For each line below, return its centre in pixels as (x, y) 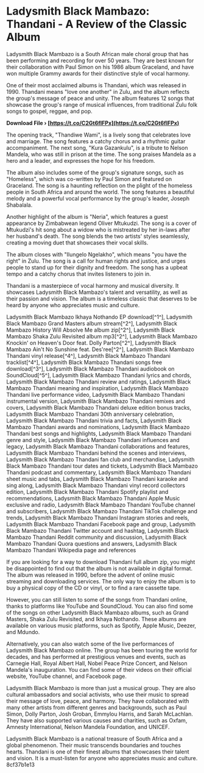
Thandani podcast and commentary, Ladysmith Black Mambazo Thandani (99, 472)
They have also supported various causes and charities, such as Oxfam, (97, 720)
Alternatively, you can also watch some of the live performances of (90, 644)
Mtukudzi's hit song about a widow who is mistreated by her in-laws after (98, 229)
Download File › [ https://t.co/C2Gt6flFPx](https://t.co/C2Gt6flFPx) (93, 123)
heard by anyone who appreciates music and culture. (73, 305)
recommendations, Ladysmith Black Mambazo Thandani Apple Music (93, 498)
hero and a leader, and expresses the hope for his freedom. (81, 160)
